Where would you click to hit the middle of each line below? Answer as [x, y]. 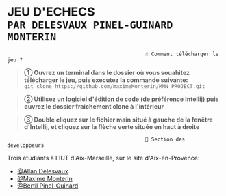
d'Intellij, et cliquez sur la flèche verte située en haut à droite [112, 126]
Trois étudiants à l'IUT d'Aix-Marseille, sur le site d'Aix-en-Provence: [103, 158]
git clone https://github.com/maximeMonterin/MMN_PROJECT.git [114, 86]
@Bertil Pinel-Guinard [48, 186]
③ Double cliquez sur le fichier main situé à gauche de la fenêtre [118, 120]
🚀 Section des [165, 139]
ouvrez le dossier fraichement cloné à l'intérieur [94, 106]
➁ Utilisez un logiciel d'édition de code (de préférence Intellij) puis [121, 99]
